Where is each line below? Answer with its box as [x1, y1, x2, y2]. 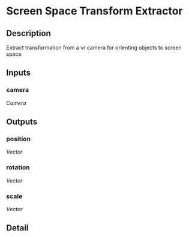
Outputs [6, 117, 38, 127]
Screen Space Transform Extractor [6, 4, 183, 18]
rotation [6, 163, 30, 172]
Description [6, 28, 51, 38]
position [6, 135, 31, 143]
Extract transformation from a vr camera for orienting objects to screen [6, 44, 182, 51]
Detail [6, 223, 29, 233]
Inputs [6, 68, 31, 78]
